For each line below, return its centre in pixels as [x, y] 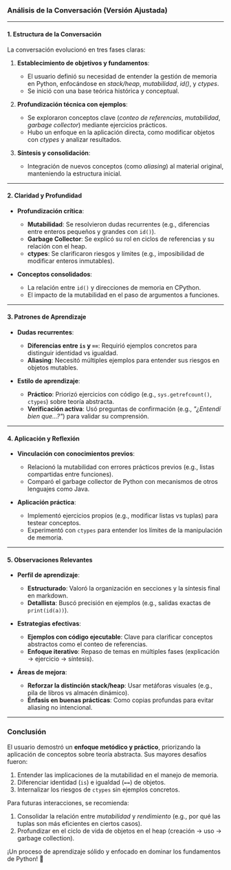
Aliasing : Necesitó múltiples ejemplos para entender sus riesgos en [123, 360]
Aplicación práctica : [46, 502]
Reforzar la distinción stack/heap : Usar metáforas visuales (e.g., [120, 686]
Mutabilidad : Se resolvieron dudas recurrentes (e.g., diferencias [118, 224]
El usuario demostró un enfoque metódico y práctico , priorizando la [104, 747]
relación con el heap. [57, 246]
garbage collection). [46, 838]
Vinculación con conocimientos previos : [76, 454]
